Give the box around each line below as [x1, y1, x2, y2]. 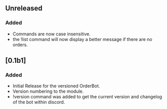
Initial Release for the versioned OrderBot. [12, 83, 100, 89]
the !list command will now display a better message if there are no [12, 36, 153, 42]
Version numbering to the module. [12, 88, 84, 94]
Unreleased [5, 4, 43, 13]
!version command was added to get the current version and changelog [12, 94, 162, 100]
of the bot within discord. [12, 99, 65, 105]
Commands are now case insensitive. [12, 30, 91, 37]
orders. [12, 42, 28, 48]
